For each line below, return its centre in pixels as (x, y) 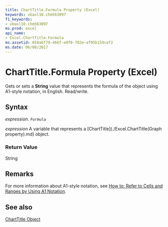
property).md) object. (28, 134)
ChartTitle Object (23, 219)
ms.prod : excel (21, 29)
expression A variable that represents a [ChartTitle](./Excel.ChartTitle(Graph (83, 129)
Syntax (17, 107)
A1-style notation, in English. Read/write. (47, 91)
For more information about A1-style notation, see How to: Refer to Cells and (84, 186)
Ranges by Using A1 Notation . (36, 191)
